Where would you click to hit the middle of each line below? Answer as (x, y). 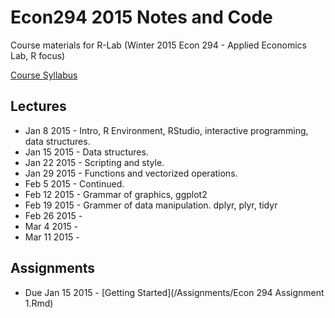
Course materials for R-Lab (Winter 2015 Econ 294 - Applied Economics (158, 45)
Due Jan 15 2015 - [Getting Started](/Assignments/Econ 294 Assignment (174, 292)
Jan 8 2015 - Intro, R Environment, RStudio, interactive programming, (166, 130)
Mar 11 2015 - (52, 237)
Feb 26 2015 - (53, 215)
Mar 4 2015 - (51, 226)
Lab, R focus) (38, 55)
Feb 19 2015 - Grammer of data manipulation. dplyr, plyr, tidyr (151, 205)
